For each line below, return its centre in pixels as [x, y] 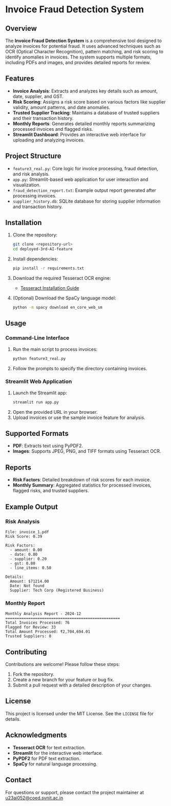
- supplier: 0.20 [28, 559]
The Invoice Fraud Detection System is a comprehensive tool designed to [84, 41]
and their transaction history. [43, 118]
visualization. [27, 185]
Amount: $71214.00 [30, 581]
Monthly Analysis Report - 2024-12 [43, 614]
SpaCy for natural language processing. [55, 764]
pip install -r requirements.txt [48, 268]
